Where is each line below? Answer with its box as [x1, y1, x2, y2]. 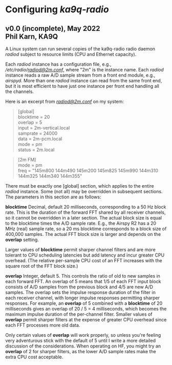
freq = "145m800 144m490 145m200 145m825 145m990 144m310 [17, 168, 159, 173]
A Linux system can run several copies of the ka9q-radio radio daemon [5, 46, 155, 52]
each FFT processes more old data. [5, 322, 80, 328]
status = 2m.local [17, 147, 55, 153]
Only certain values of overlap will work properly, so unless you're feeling [5, 332, 161, 338]
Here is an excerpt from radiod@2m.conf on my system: [5, 99, 124, 104]
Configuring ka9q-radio [5, 4, 109, 15]
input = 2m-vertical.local [17, 125, 70, 131]
